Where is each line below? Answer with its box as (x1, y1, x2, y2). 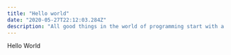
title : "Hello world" (7, 10, 70, 17)
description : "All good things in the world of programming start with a (7, 23, 225, 30)
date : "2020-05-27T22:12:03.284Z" (7, 16, 107, 23)
